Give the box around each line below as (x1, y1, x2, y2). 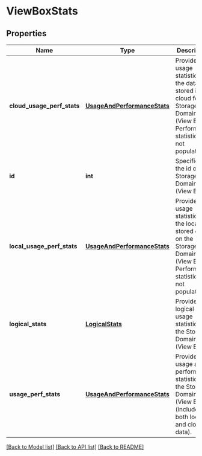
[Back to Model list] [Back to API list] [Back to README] (6, 443, 144, 451)
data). (175, 428, 192, 436)
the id (175, 164, 191, 173)
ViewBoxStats (6, 4, 78, 18)
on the (175, 234, 194, 243)
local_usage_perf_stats (9, 242, 78, 250)
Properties (6, 28, 47, 39)
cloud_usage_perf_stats (9, 101, 80, 110)
